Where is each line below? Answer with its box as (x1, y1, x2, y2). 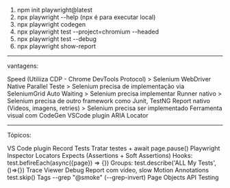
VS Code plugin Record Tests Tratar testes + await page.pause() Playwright (7, 144, 220, 152)
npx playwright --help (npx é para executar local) (16, 13, 156, 21)
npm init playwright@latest (16, 6, 92, 14)
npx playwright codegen (16, 21, 86, 28)
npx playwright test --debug (16, 35, 97, 43)
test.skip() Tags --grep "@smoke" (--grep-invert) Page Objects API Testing (7, 174, 219, 181)
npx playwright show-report (16, 42, 96, 50)
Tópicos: (7, 131, 32, 139)
